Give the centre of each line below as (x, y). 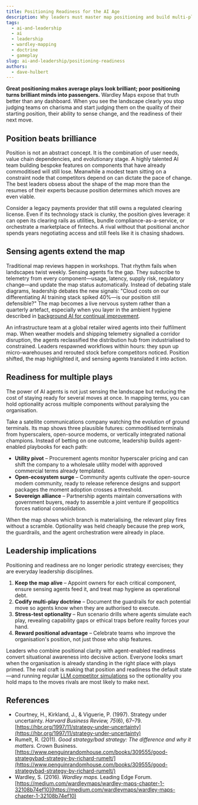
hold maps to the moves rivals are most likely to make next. (78, 682)
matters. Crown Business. (46, 746)
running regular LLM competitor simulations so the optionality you (101, 675)
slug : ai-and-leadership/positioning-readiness (66, 61)
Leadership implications (52, 551)
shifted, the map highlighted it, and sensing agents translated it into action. (97, 359)
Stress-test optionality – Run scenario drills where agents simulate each (103, 614)
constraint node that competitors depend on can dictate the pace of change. (99, 178)
